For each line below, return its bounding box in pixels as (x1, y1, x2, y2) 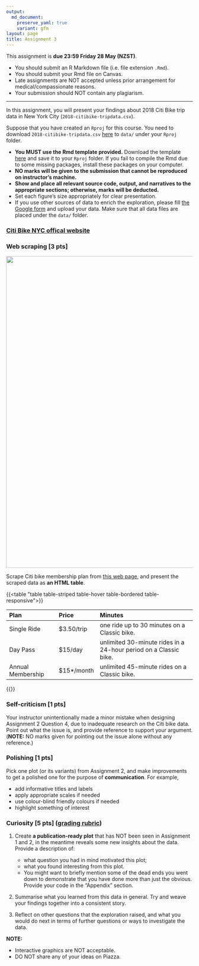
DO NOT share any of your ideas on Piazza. (14, 953, 121, 960)
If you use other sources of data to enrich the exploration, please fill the (14, 199, 190, 206)
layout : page (6, 31, 38, 37)
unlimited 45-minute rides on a (99, 663, 187, 671)
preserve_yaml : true (17, 20, 68, 26)
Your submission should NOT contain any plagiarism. (14, 90, 144, 96)
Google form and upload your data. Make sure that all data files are (14, 206, 179, 212)
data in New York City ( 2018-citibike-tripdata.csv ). (6, 113, 135, 119)
